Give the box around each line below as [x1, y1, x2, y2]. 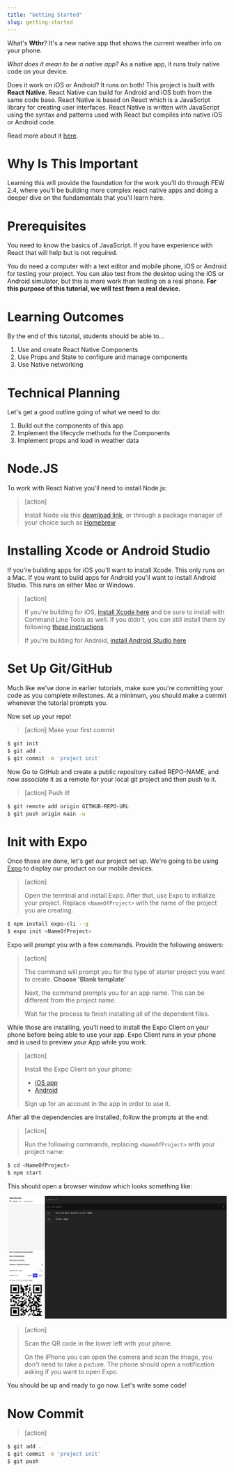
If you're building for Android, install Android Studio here [24, 636, 187, 645]
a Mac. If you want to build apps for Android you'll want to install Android [7, 574, 217, 582]
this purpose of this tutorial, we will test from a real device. [7, 284, 181, 293]
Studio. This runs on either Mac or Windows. [7, 581, 135, 590]
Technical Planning [7, 385, 120, 401]
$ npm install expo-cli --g [7, 921, 89, 928]
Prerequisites [7, 218, 87, 234]
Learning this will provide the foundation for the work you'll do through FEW [7, 179, 225, 187]
